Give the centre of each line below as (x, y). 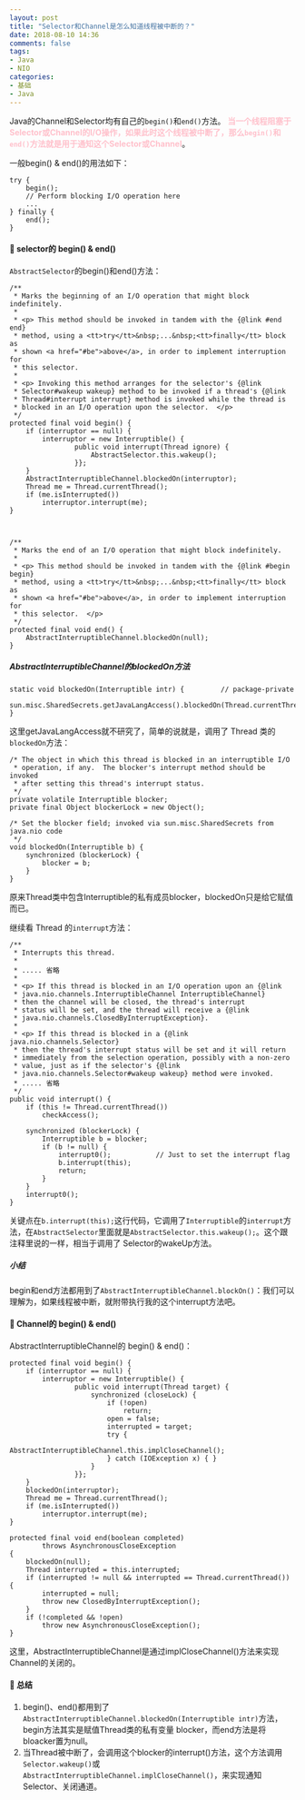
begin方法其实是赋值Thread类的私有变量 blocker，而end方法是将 (144, 1730)
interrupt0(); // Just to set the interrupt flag (174, 1154)
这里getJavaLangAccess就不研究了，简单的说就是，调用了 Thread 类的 (143, 731)
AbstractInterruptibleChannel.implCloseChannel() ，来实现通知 (142, 1775)
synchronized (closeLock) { (143, 1395)
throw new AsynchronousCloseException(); (122, 1625)
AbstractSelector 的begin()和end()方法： (85, 271)
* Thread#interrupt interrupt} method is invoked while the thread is (149, 399)
